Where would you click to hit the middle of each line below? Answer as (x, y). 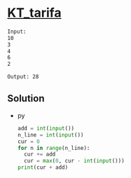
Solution (26, 98)
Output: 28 (23, 77)
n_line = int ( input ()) (50, 135)
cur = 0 (28, 142)
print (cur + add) (43, 167)
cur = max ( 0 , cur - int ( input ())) (74, 161)
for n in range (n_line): (54, 148)
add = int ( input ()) (46, 128)
